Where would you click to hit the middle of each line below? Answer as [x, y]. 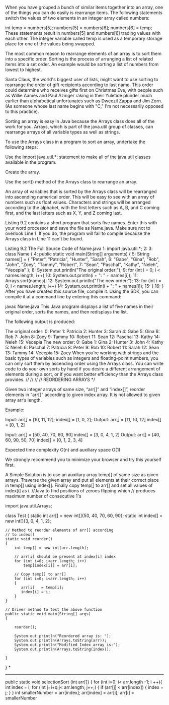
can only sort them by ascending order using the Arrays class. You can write [84, 363]
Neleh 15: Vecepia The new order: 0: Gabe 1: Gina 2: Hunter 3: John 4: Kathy [84, 342]
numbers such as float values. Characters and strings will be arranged [78, 202]
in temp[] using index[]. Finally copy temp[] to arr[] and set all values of [79, 485]
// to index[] [20, 535]
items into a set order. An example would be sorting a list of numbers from [82, 64]
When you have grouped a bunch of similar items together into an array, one [84, 7]
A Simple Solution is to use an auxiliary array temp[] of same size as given [82, 475]
